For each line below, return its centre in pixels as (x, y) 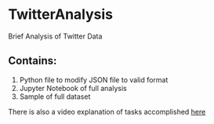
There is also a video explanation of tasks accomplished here (107, 111)
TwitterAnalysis (61, 15)
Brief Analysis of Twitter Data (55, 36)
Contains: (33, 61)
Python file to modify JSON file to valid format (94, 79)
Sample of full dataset (55, 97)
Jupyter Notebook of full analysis (73, 88)
